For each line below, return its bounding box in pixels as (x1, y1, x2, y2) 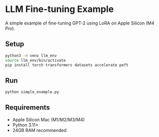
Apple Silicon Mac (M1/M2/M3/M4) (12, 116, 85, 122)
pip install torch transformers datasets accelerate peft (5, 62, 128, 67)
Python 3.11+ (12, 121, 39, 128)
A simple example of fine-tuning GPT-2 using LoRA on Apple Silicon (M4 (5, 20, 154, 26)
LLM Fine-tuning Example (5, 3, 114, 15)
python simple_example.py (5, 89, 59, 94)
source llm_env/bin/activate (5, 57, 66, 63)
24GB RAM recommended (12, 127, 66, 133)
